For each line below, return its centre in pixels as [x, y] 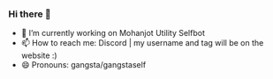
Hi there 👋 [30, 14]
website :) [39, 55]
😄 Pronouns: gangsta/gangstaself [83, 65]
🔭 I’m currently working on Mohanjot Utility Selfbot [113, 33]
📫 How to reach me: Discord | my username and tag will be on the [142, 43]
